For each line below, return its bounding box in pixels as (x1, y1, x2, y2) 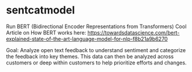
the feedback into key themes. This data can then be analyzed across (6, 53, 174, 60)
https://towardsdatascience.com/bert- (87, 29, 180, 36)
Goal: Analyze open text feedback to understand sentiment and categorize (6, 46, 186, 53)
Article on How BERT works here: (6, 29, 87, 36)
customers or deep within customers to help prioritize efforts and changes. (6, 59, 187, 66)
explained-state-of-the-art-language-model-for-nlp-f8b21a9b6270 (6, 35, 168, 42)
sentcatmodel (6, 4, 75, 17)
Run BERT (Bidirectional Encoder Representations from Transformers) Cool (6, 23, 187, 30)
